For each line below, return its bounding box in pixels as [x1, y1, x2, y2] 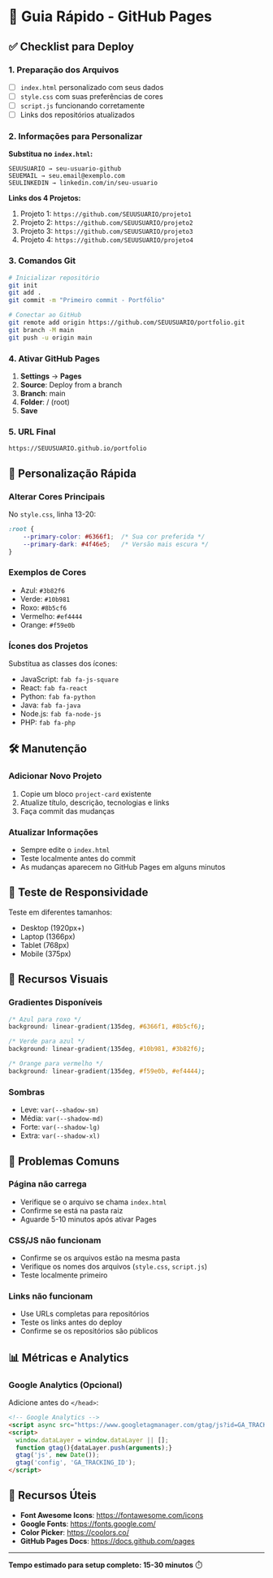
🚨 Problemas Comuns [8, 1154, 120, 1168]
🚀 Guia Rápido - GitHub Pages [8, 7, 213, 26]
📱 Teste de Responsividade [8, 885, 149, 900]
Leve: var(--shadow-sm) [19, 1105, 99, 1115]
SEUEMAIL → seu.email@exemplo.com [8, 172, 126, 180]
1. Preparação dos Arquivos [8, 64, 119, 76]
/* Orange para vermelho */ [8, 1060, 104, 1068]
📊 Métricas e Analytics [8, 1351, 129, 1364]
